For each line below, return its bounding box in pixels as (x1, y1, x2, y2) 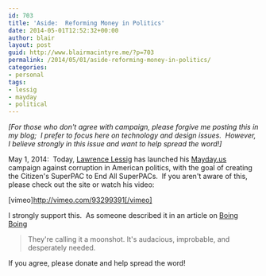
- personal (8, 71, 44, 79)
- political (8, 100, 48, 108)
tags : (8, 78, 26, 86)
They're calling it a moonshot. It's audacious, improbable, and (27, 235, 230, 244)
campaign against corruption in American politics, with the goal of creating (8, 163, 253, 173)
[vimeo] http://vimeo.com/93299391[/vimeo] (8, 196, 152, 205)
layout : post (8, 41, 52, 49)
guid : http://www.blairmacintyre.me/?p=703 (8, 49, 155, 56)
